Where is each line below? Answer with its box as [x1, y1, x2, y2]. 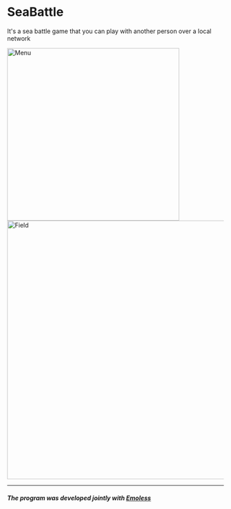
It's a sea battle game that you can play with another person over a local [7, 27, 212, 35]
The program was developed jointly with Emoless [7, 494, 151, 502]
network [7, 34, 31, 42]
